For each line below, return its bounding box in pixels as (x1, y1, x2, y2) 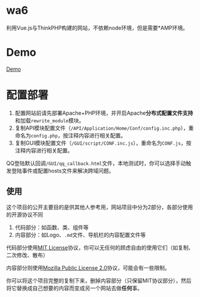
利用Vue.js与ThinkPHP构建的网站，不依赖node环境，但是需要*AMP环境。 (6, 24, 189, 31)
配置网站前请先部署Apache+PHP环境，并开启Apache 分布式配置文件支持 (14, 109, 193, 116)
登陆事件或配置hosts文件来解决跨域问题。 (11, 167, 114, 174)
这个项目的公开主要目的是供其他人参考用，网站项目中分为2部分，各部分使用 (6, 203, 193, 211)
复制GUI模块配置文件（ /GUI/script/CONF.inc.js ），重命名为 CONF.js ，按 (14, 139, 192, 146)
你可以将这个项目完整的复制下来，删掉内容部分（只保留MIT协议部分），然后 (6, 277, 192, 284)
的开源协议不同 (6, 211, 43, 218)
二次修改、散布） (6, 251, 49, 259)
